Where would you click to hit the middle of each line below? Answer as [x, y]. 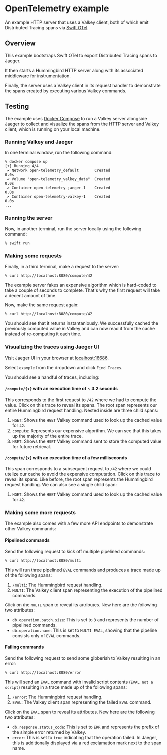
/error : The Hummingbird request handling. [57, 697]
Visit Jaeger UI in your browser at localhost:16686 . [57, 358]
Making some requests [34, 256]
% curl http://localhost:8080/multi [43, 560]
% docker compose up [27, 162]
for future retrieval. [32, 446]
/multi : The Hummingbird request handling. [57, 585]
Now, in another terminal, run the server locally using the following [73, 229]
